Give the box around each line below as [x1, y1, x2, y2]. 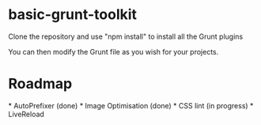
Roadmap [8, 75, 73, 93]
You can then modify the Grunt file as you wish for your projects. [8, 47, 219, 56]
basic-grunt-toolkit [8, 6, 137, 24]
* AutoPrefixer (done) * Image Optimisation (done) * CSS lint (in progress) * [8, 100, 254, 110]
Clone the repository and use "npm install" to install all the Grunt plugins [8, 32, 244, 41]
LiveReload [8, 109, 45, 119]
